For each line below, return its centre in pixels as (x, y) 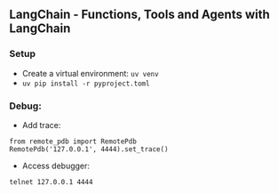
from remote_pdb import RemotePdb (73, 141)
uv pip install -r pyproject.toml (86, 84)
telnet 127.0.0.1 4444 (51, 182)
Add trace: (41, 125)
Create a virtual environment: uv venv (90, 73)
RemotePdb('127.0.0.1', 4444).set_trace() (89, 149)
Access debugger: (56, 166)
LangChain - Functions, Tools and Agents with (140, 15)
